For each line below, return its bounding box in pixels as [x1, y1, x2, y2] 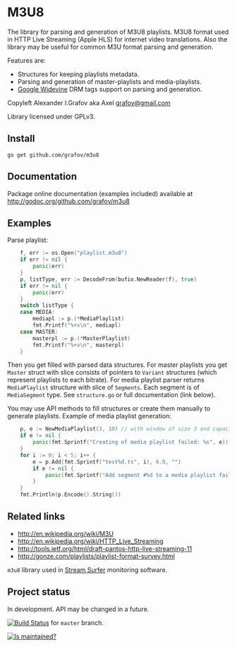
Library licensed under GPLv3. [7, 112, 95, 121]
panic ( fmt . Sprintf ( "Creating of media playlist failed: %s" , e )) [32, 439, 229, 446]
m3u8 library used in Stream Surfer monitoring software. [7, 565, 168, 574]
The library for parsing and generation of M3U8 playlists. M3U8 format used [7, 28, 229, 36]
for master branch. [50, 618, 104, 627]
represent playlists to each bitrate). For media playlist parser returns [7, 375, 205, 385]
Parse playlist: [7, 236, 48, 244]
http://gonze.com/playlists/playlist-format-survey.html [17, 552, 175, 560]
